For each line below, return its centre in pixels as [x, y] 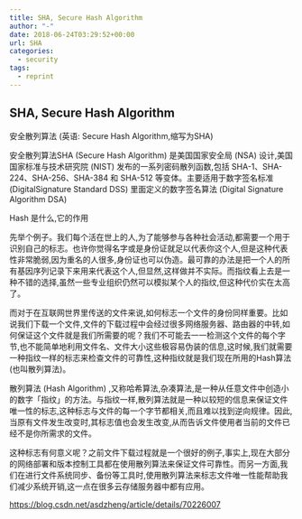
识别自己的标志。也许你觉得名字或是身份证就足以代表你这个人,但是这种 [141, 248]
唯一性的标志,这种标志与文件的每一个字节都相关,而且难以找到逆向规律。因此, [151, 411]
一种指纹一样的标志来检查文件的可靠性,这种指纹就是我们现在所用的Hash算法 [150, 357]
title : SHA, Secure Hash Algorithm [76, 18]
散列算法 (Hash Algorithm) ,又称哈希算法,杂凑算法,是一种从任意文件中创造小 [150, 388]
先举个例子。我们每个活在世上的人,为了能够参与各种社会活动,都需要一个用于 [150, 236]
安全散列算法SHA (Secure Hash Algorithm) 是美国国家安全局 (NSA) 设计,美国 [151, 155]
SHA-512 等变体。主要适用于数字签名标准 [197, 178]
